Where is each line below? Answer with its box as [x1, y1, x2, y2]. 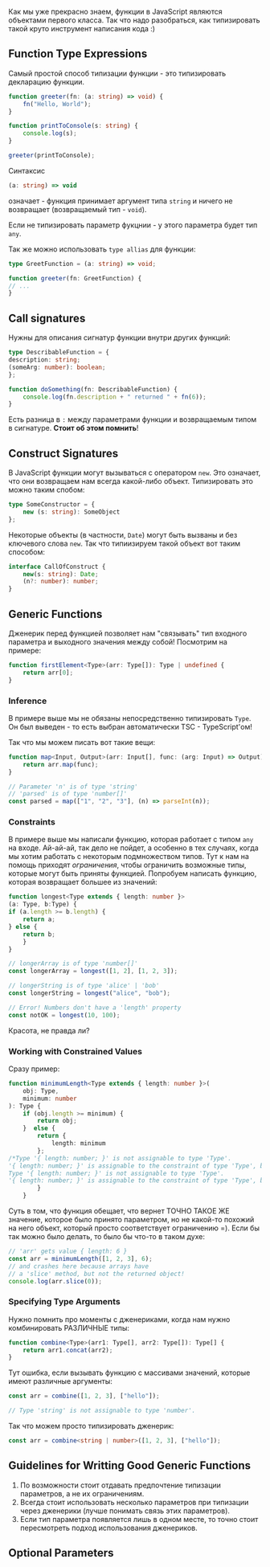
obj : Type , [22, 1086, 59, 1095]
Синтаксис [8, 166, 46, 175]
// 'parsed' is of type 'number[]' [8, 790, 128, 798]
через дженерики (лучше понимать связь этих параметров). [19, 1506, 231, 1516]
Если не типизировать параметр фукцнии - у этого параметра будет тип [8, 220, 258, 230]
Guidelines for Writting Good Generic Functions [8, 1459, 252, 1473]
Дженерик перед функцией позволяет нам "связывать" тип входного [8, 628, 247, 638]
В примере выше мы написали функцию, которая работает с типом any [8, 835, 254, 845]
